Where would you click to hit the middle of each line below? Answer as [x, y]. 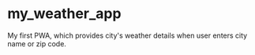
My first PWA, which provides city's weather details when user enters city [127, 35]
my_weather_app [64, 14]
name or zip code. [37, 43]
